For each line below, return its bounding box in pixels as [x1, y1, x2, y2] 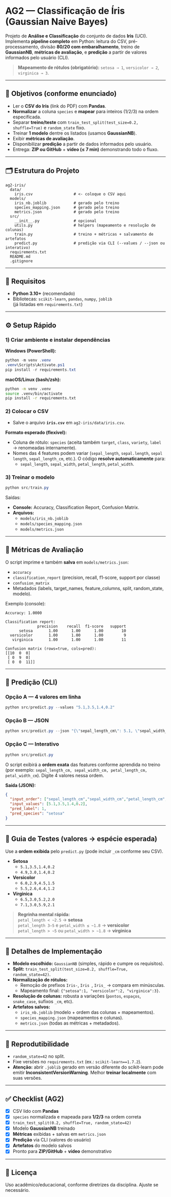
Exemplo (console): [5, 600, 46, 606]
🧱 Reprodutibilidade [5, 1039, 70, 1048]
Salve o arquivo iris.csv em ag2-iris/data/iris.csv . [12, 419, 126, 425]
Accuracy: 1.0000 [5, 610, 42, 616]
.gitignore [10, 258, 33, 264]
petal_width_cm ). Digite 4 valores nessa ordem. [5, 772, 104, 778]
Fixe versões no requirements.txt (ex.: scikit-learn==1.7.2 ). [12, 1059, 141, 1065]
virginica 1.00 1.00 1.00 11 [12, 637, 126, 642]
